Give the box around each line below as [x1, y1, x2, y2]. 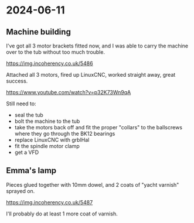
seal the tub [14, 112, 44, 118]
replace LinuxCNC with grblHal [14, 136, 90, 143]
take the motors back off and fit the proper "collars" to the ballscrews [14, 124, 183, 131]
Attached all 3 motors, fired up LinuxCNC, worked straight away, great [6, 71, 176, 78]
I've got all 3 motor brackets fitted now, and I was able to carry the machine [6, 42, 189, 49]
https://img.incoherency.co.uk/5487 [6, 198, 93, 205]
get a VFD [14, 149, 39, 156]
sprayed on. [6, 187, 35, 194]
